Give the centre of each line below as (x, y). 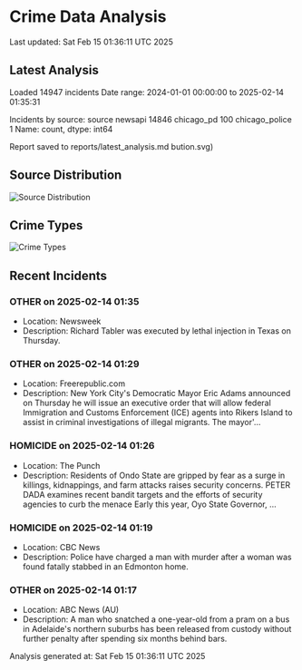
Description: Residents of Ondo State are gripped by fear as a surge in (154, 475)
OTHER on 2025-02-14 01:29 (74, 364)
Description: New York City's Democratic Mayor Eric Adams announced (156, 393)
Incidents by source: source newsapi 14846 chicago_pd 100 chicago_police (151, 119)
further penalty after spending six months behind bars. (125, 639)
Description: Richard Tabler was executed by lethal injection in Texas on (157, 331)
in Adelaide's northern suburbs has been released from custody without (157, 629)
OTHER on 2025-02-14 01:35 (74, 301)
